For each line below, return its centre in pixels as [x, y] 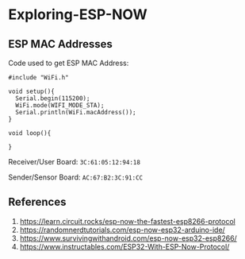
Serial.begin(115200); [53, 99]
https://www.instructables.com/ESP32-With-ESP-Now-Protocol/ [124, 246]
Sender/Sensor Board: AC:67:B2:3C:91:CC [76, 177]
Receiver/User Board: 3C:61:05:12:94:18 [75, 162]
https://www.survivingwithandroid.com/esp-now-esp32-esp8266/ [128, 238]
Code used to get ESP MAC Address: [69, 63]
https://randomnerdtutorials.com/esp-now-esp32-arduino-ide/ [122, 230]
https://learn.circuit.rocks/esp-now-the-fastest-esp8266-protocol [127, 221]
